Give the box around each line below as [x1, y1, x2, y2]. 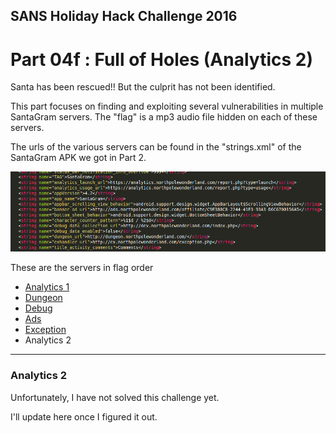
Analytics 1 [24, 281, 70, 293]
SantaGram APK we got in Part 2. [10, 152, 147, 164]
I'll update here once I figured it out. [10, 410, 158, 423]
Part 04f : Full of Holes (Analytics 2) [10, 48, 313, 71]
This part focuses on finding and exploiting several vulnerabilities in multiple [10, 100, 324, 113]
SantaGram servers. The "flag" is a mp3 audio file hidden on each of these [10, 111, 318, 123]
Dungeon [24, 292, 63, 304]
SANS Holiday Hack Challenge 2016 [10, 8, 238, 25]
